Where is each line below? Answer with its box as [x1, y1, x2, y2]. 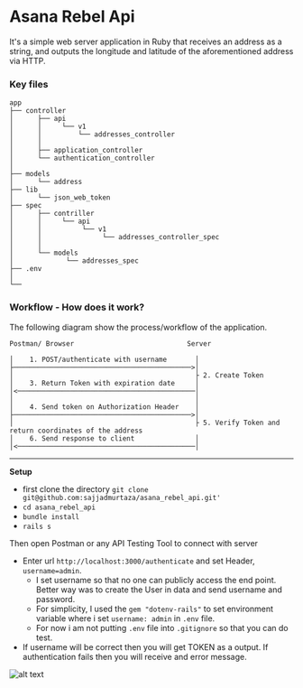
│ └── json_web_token [9, 193, 111, 202]
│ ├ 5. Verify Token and [9, 418, 280, 427]
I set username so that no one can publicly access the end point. [35, 574, 277, 585]
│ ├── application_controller [9, 146, 143, 155]
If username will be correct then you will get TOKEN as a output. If [22, 641, 269, 652]
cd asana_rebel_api [22, 503, 96, 512]
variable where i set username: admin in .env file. [35, 612, 216, 624]
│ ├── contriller [9, 209, 95, 218]
